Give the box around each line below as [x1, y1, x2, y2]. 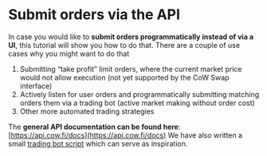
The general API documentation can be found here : [8, 122, 181, 131]
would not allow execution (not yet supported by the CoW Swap [19, 72, 230, 82]
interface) [19, 81, 53, 91]
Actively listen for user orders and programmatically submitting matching [19, 89, 260, 99]
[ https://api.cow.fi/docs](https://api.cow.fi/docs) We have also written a [8, 130, 243, 140]
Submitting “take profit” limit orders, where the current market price [19, 64, 242, 73]
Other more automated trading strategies [19, 106, 155, 116]
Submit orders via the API [8, 6, 181, 24]
